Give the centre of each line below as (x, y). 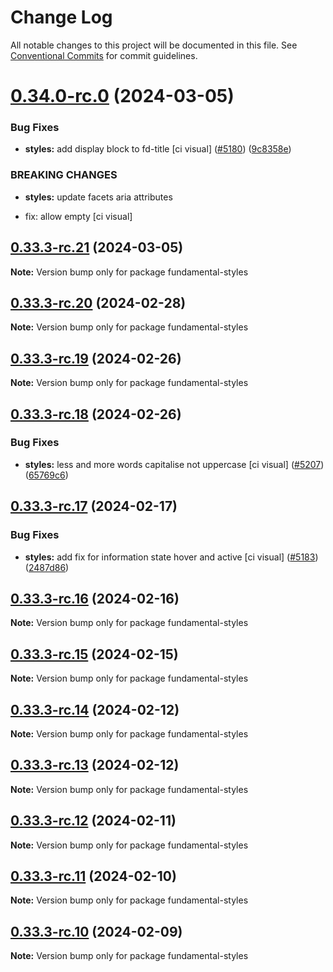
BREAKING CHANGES (64, 175)
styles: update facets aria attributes (98, 197)
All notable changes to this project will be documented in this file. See (154, 45)
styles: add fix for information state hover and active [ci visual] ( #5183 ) (171, 557)
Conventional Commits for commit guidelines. (104, 55)
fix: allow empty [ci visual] (78, 216)
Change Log (61, 17)
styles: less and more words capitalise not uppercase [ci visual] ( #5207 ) (174, 464)
